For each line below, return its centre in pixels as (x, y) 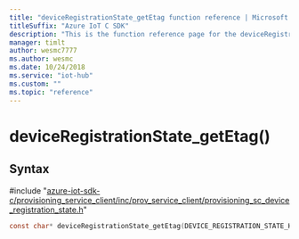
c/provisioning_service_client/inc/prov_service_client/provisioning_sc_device (149, 200)
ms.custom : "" (36, 84)
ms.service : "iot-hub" (51, 76)
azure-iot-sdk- (73, 190)
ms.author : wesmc (41, 59)
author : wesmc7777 (43, 51)
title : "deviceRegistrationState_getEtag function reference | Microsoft (149, 17)
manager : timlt (37, 42)
